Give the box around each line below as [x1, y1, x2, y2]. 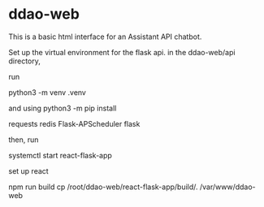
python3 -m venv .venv [8, 87, 87, 97]
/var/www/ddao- [199, 182, 256, 192]
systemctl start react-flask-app [8, 150, 112, 160]
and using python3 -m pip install [8, 103, 117, 113]
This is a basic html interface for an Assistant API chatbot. [8, 32, 202, 41]
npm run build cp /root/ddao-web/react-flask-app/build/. [8, 182, 198, 192]
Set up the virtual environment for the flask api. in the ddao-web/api [8, 47, 236, 57]
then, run [8, 135, 39, 144]
